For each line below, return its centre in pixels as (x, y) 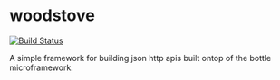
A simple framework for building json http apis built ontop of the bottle (140, 58)
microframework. (42, 67)
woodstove (52, 16)
